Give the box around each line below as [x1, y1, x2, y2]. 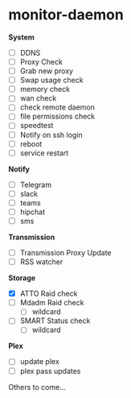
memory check [19, 85, 71, 94]
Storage [8, 273, 36, 283]
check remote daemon [19, 102, 95, 112]
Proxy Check [19, 57, 63, 66]
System [8, 32, 35, 42]
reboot [19, 139, 43, 148]
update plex [19, 357, 60, 367]
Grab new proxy [19, 66, 74, 76]
